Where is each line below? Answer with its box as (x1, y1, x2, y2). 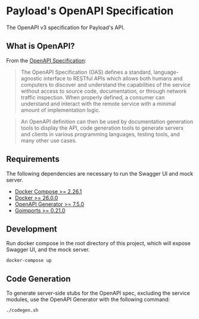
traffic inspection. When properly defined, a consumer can (20, 93, 165, 101)
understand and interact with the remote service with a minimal (20, 100, 176, 107)
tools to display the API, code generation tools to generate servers (20, 124, 184, 132)
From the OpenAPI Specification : (6, 57, 86, 64)
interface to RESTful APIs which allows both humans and (43, 74, 183, 82)
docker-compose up (6, 258, 52, 264)
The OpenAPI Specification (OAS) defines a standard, (20, 68, 153, 76)
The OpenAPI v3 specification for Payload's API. (6, 24, 125, 31)
